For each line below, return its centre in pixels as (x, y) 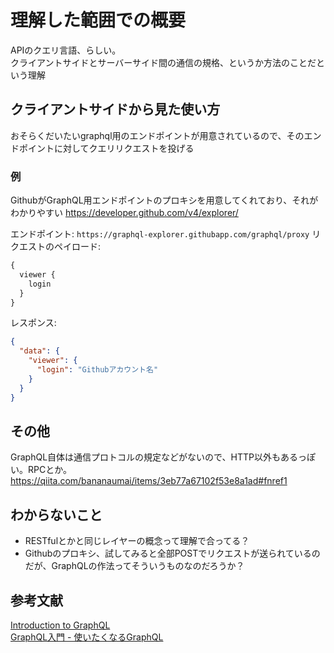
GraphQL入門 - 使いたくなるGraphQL (87, 637)
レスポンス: (33, 323)
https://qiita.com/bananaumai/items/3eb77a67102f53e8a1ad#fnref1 (149, 481)
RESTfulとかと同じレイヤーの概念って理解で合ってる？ (137, 541)
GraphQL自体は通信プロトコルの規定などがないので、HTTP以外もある (154, 457)
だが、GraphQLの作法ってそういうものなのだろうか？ (134, 566)
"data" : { (39, 351)
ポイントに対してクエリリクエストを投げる (106, 148)
